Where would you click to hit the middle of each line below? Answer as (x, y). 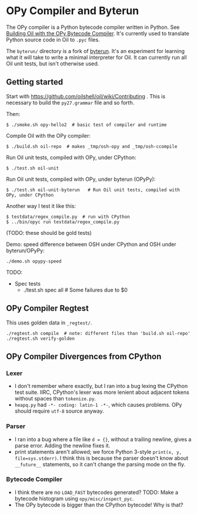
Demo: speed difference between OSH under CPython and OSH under (91, 244)
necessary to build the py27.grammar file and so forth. (70, 102)
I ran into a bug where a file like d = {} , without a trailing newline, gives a (103, 439)
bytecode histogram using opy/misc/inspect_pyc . (74, 498)
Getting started (35, 82)
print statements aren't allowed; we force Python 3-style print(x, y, (98, 452)
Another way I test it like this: (41, 206)
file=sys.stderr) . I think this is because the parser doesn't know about (101, 458)
